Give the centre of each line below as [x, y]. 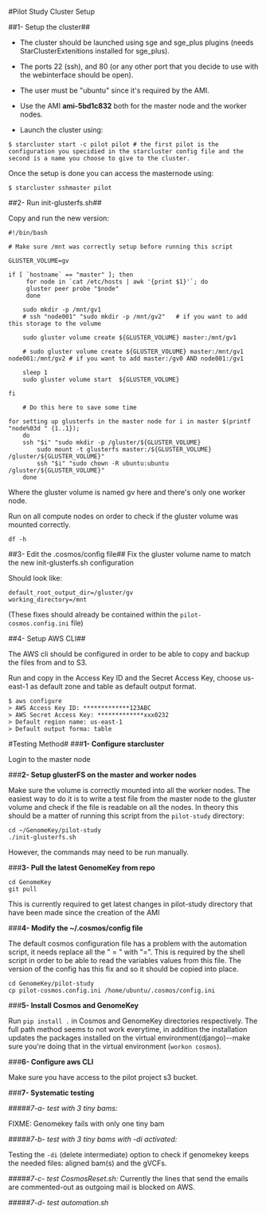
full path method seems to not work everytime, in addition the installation [128, 1029]
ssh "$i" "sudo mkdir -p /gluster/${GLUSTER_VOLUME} [112, 442]
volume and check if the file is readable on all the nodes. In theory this [123, 807]
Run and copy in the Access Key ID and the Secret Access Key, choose [125, 678]
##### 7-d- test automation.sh [59, 1202]
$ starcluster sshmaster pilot [60, 188]
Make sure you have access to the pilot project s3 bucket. [103, 1077]
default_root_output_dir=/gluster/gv [71, 593]
